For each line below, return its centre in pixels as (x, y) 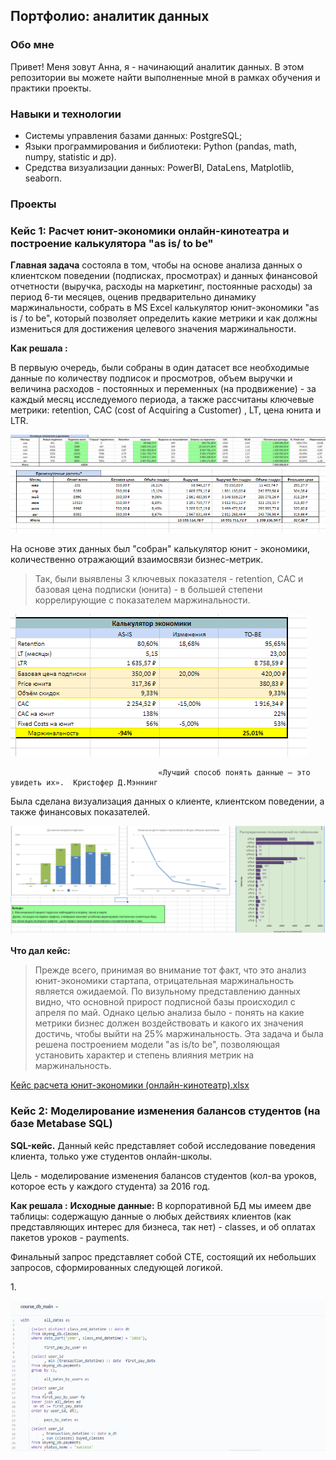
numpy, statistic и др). (70, 156)
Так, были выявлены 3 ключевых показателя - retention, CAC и (169, 578)
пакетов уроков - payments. (70, 1237)
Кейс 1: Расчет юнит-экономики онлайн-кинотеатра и (150, 231)
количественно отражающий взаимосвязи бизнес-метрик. (137, 559)
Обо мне (32, 45)
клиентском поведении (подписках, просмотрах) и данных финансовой (164, 276)
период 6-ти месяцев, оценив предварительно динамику (133, 297)
